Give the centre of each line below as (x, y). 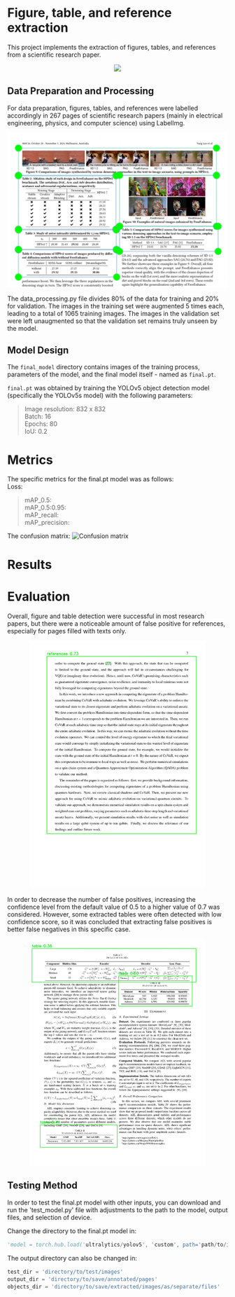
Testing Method (43, 1186)
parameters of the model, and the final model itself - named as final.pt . (112, 375)
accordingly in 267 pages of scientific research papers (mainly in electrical (115, 115)
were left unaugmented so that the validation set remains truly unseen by (113, 321)
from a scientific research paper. (54, 55)
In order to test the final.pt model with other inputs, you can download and (114, 1202)
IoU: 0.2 (36, 432)
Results (30, 564)
